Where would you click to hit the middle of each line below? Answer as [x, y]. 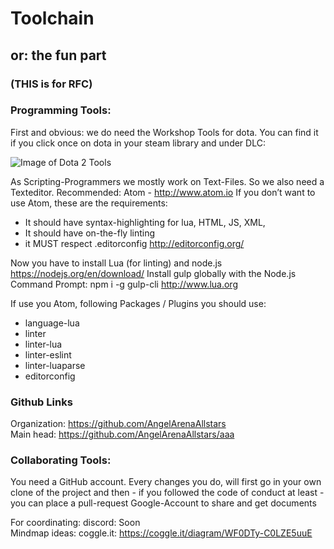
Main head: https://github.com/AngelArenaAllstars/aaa [122, 434]
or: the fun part [58, 55]
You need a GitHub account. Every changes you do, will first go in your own [166, 482]
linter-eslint [48, 354]
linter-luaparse [55, 365]
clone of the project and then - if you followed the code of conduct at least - [167, 493]
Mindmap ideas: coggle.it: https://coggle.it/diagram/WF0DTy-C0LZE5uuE [161, 533]
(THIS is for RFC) [51, 84]
